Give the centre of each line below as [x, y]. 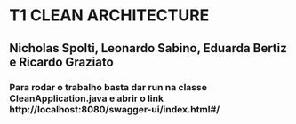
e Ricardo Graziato [61, 62]
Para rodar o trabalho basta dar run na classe [108, 87]
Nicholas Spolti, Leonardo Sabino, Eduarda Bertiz [148, 48]
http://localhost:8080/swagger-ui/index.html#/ [115, 109]
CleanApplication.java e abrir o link [87, 98]
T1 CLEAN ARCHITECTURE [109, 15]
